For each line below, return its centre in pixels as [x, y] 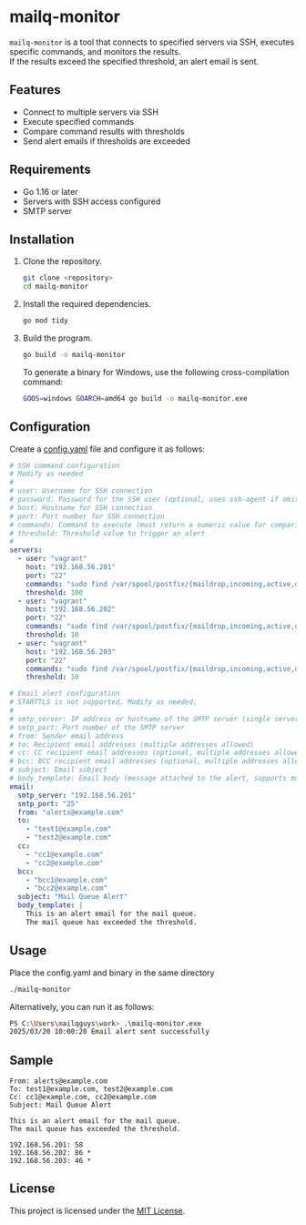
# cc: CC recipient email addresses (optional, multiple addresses [140, 753]
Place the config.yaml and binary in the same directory [112, 973]
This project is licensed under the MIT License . [97, 1210]
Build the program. [57, 338]
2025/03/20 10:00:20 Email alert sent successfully [109, 1032]
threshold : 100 [55, 592]
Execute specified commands [78, 121]
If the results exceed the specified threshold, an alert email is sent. [134, 61]
